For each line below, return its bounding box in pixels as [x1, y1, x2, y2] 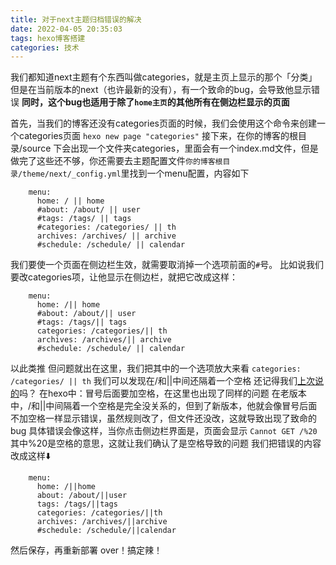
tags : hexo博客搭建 [10, 33, 86, 43]
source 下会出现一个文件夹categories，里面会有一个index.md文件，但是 [22, 142, 319, 155]
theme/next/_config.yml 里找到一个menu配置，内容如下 [22, 167, 250, 180]
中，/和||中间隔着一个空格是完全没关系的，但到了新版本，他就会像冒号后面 [10, 400, 318, 412]
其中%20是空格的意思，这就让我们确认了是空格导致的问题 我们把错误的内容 [10, 437, 322, 450]
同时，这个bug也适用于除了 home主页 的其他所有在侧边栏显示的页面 [21, 96, 290, 108]
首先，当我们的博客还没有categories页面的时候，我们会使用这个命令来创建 [10, 117, 317, 130]
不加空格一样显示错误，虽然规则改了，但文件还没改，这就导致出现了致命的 [10, 412, 317, 425]
